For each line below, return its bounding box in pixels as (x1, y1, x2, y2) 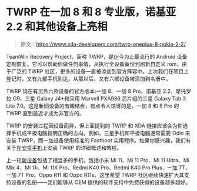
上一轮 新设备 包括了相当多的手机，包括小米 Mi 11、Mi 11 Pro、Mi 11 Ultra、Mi (6, 156, 190, 163)
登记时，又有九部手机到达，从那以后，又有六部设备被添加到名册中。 (6, 75, 171, 82)
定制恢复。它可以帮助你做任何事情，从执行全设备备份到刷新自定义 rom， (6, 60, 182, 68)
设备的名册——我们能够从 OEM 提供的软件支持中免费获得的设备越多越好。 (11, 179, 191, 186)
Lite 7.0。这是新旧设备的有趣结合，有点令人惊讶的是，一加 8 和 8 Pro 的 (6, 102, 179, 109)
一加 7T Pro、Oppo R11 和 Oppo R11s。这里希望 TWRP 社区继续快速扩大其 (6, 171, 185, 178)
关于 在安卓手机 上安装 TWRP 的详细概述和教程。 (6, 144, 122, 151)
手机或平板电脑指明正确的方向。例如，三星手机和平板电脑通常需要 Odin (11, 129, 184, 136)
